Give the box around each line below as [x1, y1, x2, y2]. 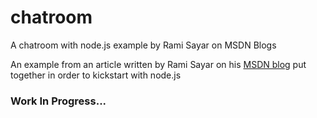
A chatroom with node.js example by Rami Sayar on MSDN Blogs [10, 39, 277, 51]
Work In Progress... [10, 94, 107, 108]
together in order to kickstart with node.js [10, 69, 182, 81]
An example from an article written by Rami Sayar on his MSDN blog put [10, 58, 307, 70]
